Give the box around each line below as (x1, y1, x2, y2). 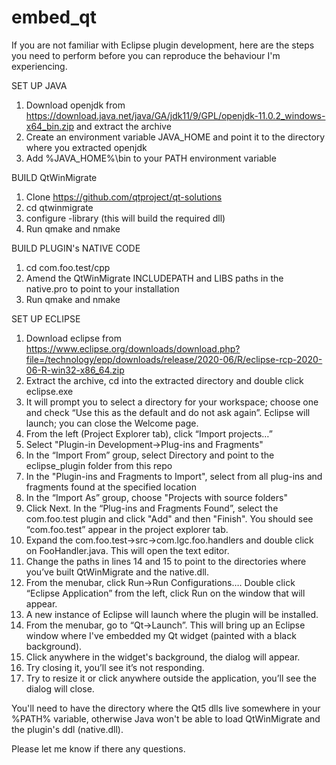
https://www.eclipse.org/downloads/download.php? (25, 342, 241, 355)
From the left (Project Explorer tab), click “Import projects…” (25, 427, 273, 440)
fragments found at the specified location (25, 481, 197, 493)
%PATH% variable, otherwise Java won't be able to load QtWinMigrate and (11, 712, 321, 725)
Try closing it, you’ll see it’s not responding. (25, 661, 205, 673)
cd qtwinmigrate (25, 201, 94, 213)
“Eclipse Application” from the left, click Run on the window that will (25, 587, 306, 599)
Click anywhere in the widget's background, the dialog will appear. (25, 651, 301, 663)
